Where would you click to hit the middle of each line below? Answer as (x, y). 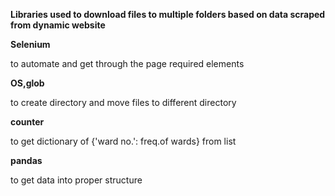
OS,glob (27, 83)
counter (27, 122)
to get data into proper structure (76, 180)
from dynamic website (58, 25)
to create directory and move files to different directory (123, 102)
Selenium (30, 44)
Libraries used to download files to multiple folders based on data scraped (168, 14)
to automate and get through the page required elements (127, 63)
